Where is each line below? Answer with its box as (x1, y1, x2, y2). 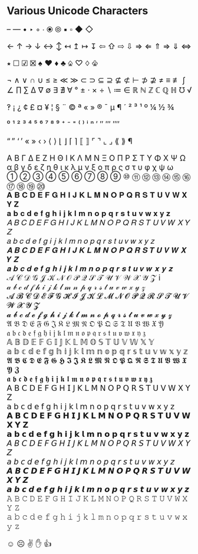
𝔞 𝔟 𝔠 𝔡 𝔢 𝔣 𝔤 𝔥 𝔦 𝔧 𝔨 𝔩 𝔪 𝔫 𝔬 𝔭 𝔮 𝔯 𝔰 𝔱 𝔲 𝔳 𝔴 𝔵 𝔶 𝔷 (6, 328, 146, 338)
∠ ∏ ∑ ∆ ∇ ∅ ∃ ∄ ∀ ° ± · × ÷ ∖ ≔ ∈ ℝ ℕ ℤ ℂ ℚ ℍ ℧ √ (6, 85, 192, 95)
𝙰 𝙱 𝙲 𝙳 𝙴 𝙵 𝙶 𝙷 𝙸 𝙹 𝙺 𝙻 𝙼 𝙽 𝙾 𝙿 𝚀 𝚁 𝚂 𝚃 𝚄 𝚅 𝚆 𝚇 (6, 493, 188, 504)
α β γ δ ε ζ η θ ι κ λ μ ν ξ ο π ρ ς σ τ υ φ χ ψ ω (6, 162, 174, 172)
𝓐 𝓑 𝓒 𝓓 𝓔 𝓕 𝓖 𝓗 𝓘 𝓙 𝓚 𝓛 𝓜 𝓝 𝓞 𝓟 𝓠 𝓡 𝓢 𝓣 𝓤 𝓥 (6, 291, 189, 301)
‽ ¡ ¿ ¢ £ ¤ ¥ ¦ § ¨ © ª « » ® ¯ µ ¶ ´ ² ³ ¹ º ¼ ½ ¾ (6, 102, 174, 112)
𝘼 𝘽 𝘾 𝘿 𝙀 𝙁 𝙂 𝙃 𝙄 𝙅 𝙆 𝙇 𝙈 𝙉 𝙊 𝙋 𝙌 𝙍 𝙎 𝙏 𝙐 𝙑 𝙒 (6, 466, 191, 476)
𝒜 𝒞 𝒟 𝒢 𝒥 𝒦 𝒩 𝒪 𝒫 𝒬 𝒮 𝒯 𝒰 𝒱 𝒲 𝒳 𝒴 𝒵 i (6, 273, 161, 283)
